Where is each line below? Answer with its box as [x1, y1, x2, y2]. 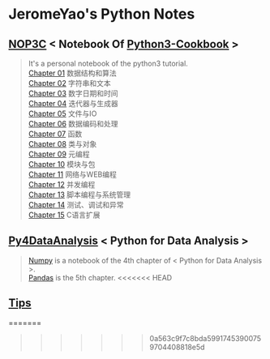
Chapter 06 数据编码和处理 [28, 119, 118, 128]
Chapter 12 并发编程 [28, 180, 96, 189]
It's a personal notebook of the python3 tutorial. [28, 58, 188, 68]
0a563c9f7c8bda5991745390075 [149, 333, 262, 343]
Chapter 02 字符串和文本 [28, 79, 111, 88]
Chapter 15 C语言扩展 [28, 210, 101, 220]
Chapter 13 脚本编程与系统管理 [28, 190, 131, 199]
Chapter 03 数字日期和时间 [28, 88, 118, 98]
